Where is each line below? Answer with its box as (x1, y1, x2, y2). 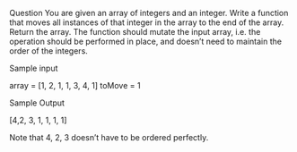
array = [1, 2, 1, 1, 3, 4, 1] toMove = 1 (9, 80, 141, 90)
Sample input (9, 63, 58, 73)
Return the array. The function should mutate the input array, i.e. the (9, 27, 261, 37)
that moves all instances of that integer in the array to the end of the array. (9, 17, 284, 28)
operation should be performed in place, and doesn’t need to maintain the (9, 36, 283, 46)
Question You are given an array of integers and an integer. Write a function (9, 8, 289, 18)
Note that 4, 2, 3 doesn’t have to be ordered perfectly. (9, 132, 209, 142)
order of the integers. (9, 46, 88, 56)
